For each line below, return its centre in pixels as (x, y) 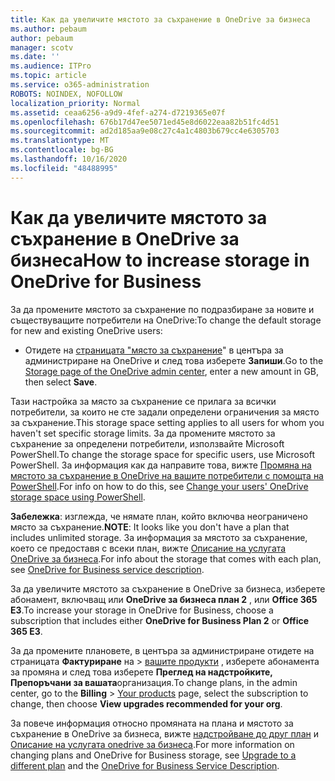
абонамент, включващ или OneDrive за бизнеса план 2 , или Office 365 (164, 599)
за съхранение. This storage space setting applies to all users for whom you (167, 422)
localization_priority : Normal (75, 103)
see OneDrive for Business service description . (107, 569)
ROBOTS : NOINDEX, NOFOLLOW (66, 94)
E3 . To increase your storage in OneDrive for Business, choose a (142, 610)
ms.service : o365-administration (80, 85)
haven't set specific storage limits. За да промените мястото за (143, 433)
